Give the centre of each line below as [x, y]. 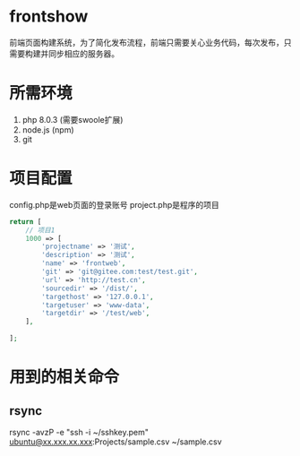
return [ [26, 221]
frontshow [49, 17]
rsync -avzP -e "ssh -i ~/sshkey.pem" [79, 432]
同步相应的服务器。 [83, 53]
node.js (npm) [48, 129]
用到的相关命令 [64, 377]
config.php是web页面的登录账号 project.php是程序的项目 [114, 204]
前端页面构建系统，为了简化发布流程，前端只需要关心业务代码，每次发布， [146, 42]
